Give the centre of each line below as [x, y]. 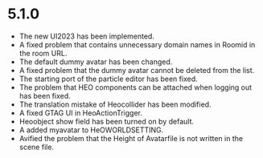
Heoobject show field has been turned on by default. [107, 121]
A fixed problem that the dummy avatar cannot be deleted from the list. [137, 70]
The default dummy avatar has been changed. [96, 62]
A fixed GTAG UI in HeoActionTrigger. [80, 112]
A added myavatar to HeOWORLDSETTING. [91, 130]
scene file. [36, 147]
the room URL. [43, 53]
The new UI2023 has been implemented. [86, 36]
